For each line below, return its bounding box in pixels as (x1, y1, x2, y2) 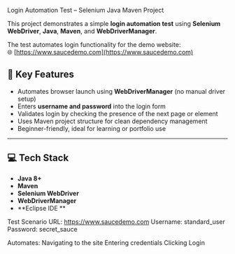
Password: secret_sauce (7, 225, 78, 233)
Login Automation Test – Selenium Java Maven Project (7, 6, 164, 14)
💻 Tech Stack (7, 152, 69, 164)
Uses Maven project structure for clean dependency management (17, 117, 208, 125)
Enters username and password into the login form (17, 101, 166, 111)
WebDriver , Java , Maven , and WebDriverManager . (7, 27, 157, 35)
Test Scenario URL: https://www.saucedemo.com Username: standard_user (7, 217, 226, 226)
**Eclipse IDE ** (17, 204, 66, 212)
